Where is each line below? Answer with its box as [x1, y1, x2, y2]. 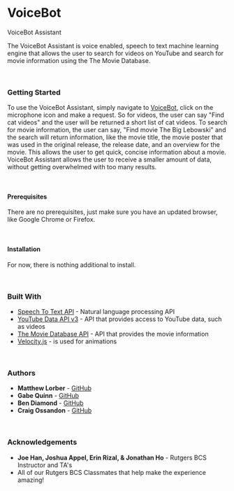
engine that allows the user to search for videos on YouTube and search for [7, 49, 224, 57]
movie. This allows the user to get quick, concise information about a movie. [7, 148, 227, 157]
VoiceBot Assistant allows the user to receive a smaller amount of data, [7, 155, 212, 164]
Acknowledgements [7, 437, 78, 447]
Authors [7, 368, 36, 378]
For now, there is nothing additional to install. [7, 260, 136, 269]
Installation [7, 245, 41, 253]
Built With [7, 292, 42, 301]
